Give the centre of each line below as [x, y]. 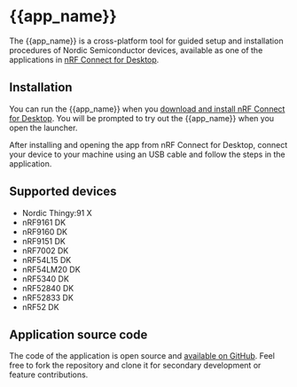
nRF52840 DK [48, 288]
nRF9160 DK [45, 231]
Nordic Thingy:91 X [57, 213]
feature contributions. [49, 375]
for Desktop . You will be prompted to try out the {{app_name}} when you [142, 118]
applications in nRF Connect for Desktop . [84, 59]
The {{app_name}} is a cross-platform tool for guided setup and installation [146, 41]
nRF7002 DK [45, 251]
